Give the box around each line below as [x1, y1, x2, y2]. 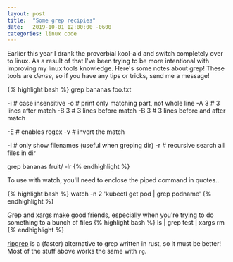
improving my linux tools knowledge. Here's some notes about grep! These [7, 64, 225, 73]
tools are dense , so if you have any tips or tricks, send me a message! [7, 72, 210, 80]
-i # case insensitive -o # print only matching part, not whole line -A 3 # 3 [7, 99, 220, 108]
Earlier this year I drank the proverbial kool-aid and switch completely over [7, 49, 223, 58]
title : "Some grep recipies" [7, 17, 96, 24]
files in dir [7, 149, 37, 157]
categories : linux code [7, 30, 77, 37]
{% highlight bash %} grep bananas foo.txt [7, 85, 132, 94]
